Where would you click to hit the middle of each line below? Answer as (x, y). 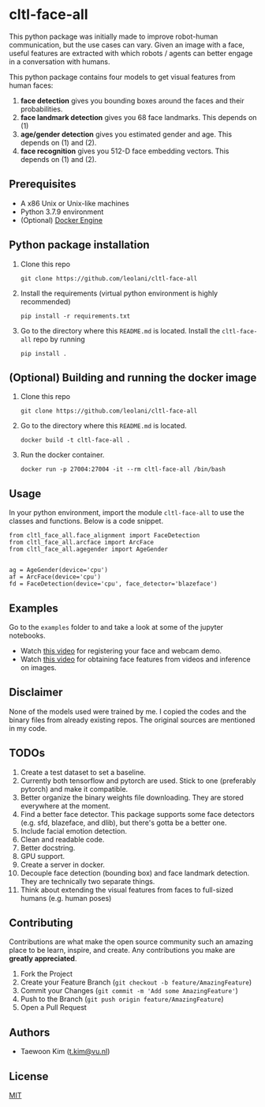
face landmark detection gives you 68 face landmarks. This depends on (138, 117)
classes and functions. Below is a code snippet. (86, 521)
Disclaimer (36, 693)
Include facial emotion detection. (73, 830)
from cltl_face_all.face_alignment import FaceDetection (105, 536)
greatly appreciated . (43, 958)
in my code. (28, 728)
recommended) (45, 301)
